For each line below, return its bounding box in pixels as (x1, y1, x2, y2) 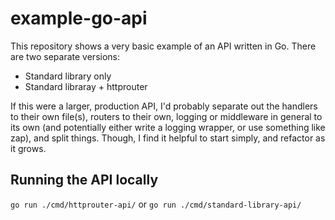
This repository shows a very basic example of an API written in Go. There (10, 40, 317, 52)
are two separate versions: (10, 50, 121, 62)
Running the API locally (10, 172, 159, 189)
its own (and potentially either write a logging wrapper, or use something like (10, 121, 326, 133)
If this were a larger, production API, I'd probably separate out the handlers (10, 100, 318, 112)
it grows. (10, 142, 47, 154)
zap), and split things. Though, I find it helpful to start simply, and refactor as (10, 132, 326, 144)
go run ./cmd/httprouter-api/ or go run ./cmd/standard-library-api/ (10, 198, 302, 210)
